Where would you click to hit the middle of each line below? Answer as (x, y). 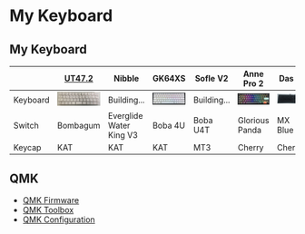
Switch (26, 125)
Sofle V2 (212, 78)
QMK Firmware (51, 200)
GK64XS (169, 78)
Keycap (27, 147)
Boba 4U (169, 125)
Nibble (126, 78)
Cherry (251, 147)
